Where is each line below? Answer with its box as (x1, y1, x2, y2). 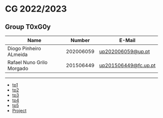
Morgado (7, 65, 28, 72)
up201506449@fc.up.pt (99, 62, 156, 69)
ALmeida (7, 51, 28, 58)
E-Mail (119, 37, 136, 44)
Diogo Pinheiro (7, 45, 41, 52)
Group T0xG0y (5, 23, 51, 31)
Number (70, 37, 90, 44)
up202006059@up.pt (99, 48, 150, 55)
